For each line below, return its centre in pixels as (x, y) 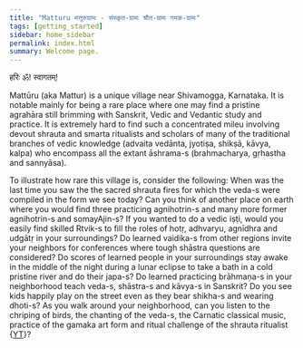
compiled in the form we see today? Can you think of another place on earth (152, 199)
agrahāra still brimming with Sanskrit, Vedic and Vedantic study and (136, 115)
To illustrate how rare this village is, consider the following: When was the (147, 180)
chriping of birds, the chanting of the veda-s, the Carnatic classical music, (148, 315)
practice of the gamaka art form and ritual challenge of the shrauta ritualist (149, 325)
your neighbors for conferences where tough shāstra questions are (135, 248)
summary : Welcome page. (54, 52)
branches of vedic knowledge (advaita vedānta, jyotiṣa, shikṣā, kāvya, (140, 144)
